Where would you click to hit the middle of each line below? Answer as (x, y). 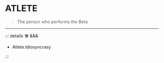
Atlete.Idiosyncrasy (31, 47)
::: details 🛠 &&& (22, 36)
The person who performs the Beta (52, 22)
